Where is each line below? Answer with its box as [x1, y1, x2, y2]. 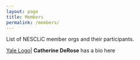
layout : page [6, 8, 39, 15]
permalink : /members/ [6, 19, 60, 25]
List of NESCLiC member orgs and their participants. [6, 36, 135, 43]
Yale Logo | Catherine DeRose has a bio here [6, 47, 116, 54]
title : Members [6, 14, 44, 20]
